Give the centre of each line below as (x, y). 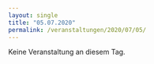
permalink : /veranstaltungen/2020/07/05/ (77, 30)
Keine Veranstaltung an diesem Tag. (67, 52)
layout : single (33, 15)
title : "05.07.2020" (42, 23)
